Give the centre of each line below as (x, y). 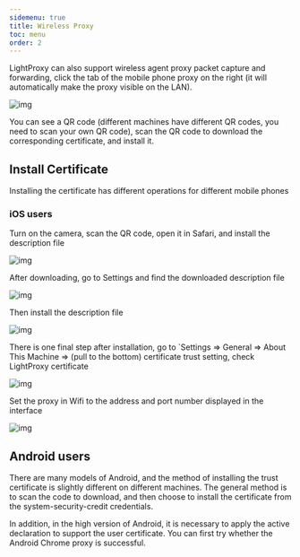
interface (26, 411)
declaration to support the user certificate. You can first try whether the (141, 534)
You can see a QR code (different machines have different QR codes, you (144, 122)
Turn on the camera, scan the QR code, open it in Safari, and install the (140, 233)
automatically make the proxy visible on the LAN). (101, 87)
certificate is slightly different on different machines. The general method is (148, 487)
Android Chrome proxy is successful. (77, 543)
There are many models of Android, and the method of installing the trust (144, 478)
